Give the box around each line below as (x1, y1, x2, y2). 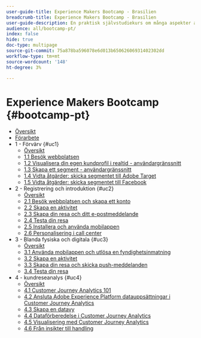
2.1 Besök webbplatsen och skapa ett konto (23, 198, 131, 205)
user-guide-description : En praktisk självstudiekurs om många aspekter (6, 20, 191, 26)
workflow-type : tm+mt (6, 53, 60, 59)
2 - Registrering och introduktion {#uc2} (14, 185, 114, 192)
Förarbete (14, 134, 39, 141)
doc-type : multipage (6, 42, 58, 48)
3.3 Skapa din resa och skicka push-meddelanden (23, 261, 148, 269)
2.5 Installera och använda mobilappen (23, 223, 120, 230)
